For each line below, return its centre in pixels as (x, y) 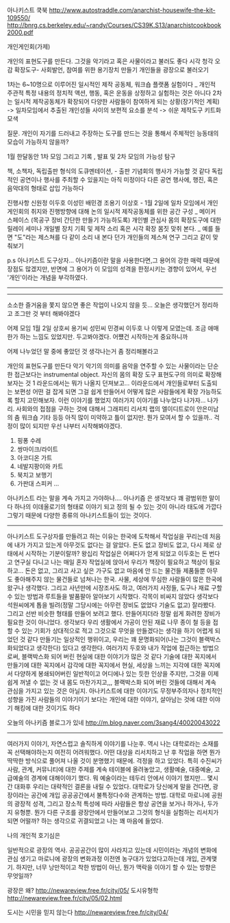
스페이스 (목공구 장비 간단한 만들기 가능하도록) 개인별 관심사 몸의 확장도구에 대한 (114, 220)
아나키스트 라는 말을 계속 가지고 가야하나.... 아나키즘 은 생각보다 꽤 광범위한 (107, 498)
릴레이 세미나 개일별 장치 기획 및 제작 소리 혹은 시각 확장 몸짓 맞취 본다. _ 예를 (110, 228)
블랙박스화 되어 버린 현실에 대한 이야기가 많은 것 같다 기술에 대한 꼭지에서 (119, 657)
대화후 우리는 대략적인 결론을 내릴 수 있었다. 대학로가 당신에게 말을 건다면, (113, 786)
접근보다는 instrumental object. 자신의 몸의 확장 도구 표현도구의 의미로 (109, 374)
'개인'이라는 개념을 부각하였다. (47, 277)
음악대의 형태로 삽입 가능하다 (46, 188)
